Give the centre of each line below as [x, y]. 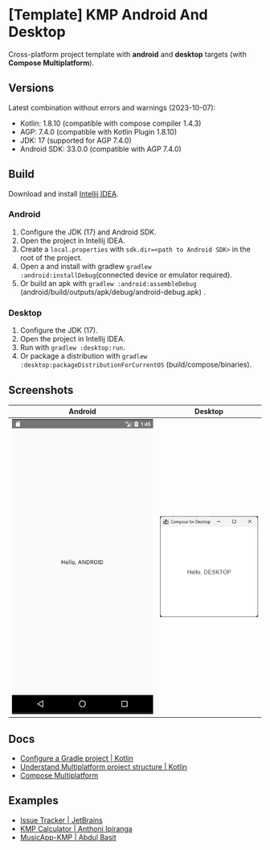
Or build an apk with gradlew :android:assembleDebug [108, 283]
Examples [33, 800]
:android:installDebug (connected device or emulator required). [126, 275]
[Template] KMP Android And [108, 15]
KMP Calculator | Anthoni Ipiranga [76, 828]
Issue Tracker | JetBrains [61, 820]
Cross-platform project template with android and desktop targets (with [127, 54]
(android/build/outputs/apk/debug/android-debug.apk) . [113, 292]
